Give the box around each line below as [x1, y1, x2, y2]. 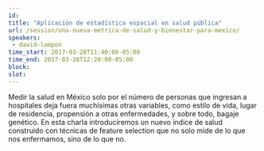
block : [8, 63, 30, 71]
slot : [8, 70, 26, 78]
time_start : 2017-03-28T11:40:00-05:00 [8, 48, 141, 56]
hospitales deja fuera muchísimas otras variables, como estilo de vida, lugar [8, 100, 257, 110]
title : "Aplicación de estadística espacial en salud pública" [8, 19, 223, 27]
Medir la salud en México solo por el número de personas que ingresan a [8, 92, 247, 101]
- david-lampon [11, 41, 62, 49]
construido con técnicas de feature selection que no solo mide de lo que [8, 126, 246, 135]
